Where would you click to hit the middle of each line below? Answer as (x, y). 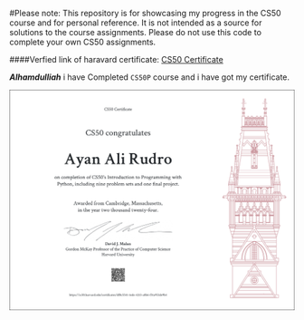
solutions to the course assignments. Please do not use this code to (136, 32)
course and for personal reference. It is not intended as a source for (136, 23)
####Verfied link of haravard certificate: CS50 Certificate (116, 59)
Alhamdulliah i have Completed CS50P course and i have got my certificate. (150, 77)
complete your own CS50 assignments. (83, 42)
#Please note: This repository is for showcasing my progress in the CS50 (146, 13)
